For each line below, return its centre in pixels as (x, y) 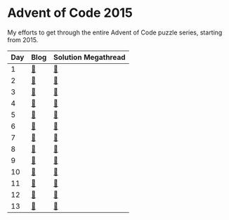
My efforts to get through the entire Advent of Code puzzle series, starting (115, 32)
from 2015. (23, 39)
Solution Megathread (90, 57)
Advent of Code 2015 (70, 13)
